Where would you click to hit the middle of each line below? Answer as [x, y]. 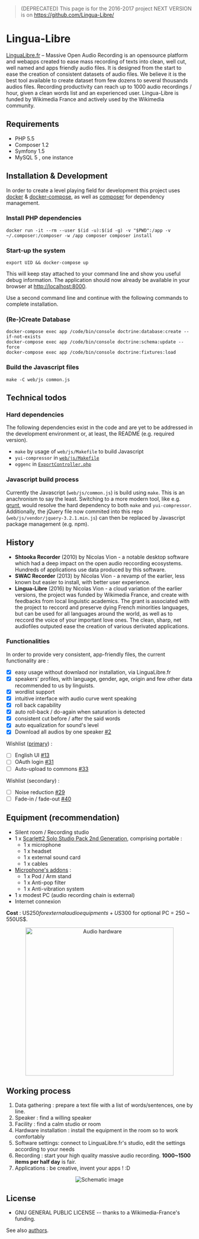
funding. [25, 1219]
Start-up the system [36, 250]
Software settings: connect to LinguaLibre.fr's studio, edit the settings [100, 1143]
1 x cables [36, 863]
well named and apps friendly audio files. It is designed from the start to [94, 68]
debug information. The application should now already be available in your [98, 280]
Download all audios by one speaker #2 [63, 732]
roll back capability [38, 705]
